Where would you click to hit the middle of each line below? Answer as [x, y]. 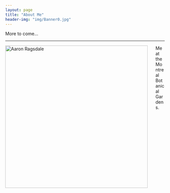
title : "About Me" [25, 15]
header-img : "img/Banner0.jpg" [38, 19]
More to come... [22, 34]
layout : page [19, 10]
